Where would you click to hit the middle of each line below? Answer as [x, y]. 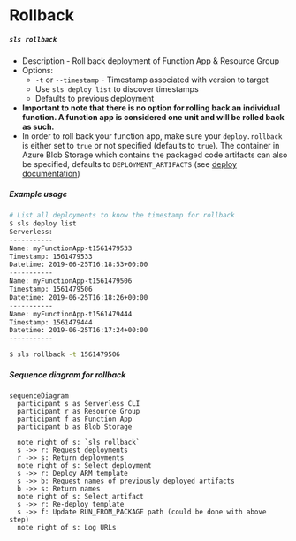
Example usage [38, 194]
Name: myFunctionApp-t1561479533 [71, 248]
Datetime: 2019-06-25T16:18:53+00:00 [79, 265]
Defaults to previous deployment [95, 99]
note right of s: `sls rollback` [79, 442]
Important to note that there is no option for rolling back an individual [151, 108]
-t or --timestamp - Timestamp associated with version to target [152, 80]
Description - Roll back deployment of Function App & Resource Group [151, 61]
